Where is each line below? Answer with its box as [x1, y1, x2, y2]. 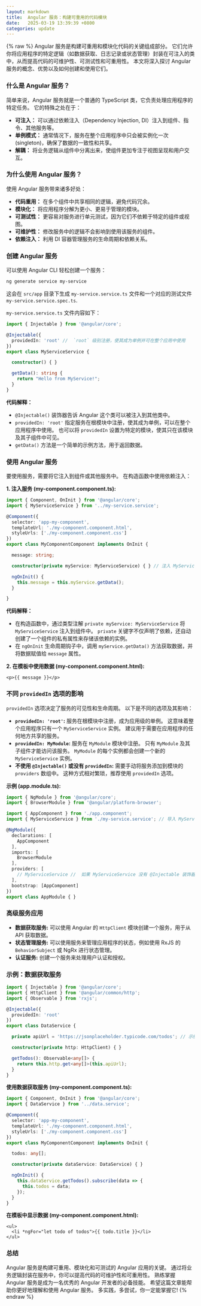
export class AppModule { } [6, 894, 77, 900]
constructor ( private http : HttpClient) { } [11, 1045, 121, 1051]
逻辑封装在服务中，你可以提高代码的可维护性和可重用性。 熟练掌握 [11, 1271, 175, 1278]
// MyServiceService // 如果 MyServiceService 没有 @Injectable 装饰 [17, 872, 191, 878]
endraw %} [6, 1293, 34, 1300]
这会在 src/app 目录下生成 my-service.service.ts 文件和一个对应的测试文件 [6, 290, 193, 297]
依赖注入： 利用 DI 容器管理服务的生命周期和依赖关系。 [14, 235, 151, 243]
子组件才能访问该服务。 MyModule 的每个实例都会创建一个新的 [14, 747, 166, 754]
